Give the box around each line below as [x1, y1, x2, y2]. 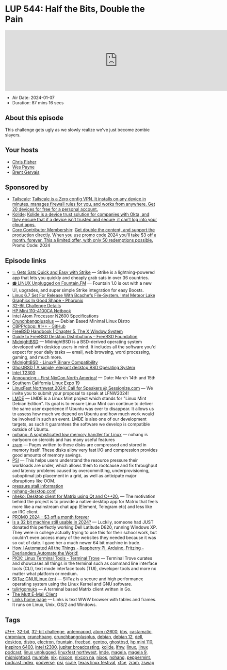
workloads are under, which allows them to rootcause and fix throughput [12, 462, 158, 469]
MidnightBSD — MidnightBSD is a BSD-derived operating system [12, 339, 142, 345]
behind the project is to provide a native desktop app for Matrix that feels [12, 499, 158, 505]
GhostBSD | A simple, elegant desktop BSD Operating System [12, 365, 136, 371]
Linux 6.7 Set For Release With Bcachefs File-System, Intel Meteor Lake [12, 293, 155, 298]
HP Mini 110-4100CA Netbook [12, 308, 71, 314]
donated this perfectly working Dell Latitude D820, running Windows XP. [12, 524, 157, 530]
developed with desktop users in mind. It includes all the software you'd [12, 344, 156, 350]
